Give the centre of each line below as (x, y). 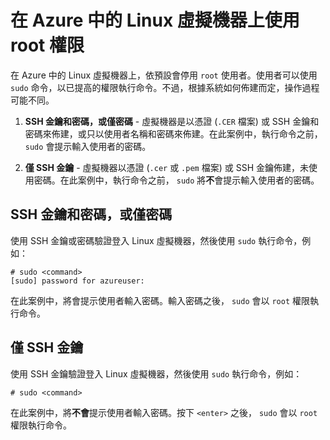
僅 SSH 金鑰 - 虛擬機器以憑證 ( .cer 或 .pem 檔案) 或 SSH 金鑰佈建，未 (166, 167)
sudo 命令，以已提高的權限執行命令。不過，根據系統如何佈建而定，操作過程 (165, 87)
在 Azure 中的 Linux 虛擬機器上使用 (155, 20)
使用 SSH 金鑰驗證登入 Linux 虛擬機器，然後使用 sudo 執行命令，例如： (156, 373)
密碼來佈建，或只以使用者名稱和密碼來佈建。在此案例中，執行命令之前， (173, 133)
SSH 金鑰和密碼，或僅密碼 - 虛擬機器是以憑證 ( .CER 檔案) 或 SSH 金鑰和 (172, 121)
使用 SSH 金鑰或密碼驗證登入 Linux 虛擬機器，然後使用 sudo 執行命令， (156, 240)
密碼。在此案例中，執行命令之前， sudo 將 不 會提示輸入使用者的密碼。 (176, 180)
